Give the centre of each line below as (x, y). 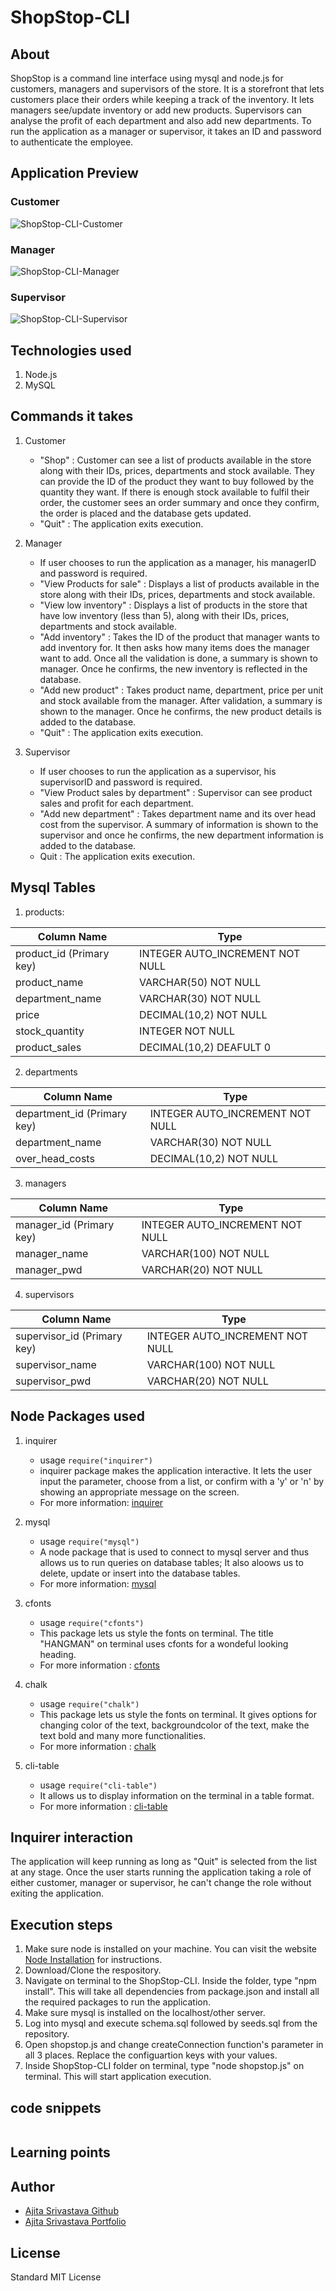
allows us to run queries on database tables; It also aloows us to (171, 1562)
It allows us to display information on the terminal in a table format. (177, 1795)
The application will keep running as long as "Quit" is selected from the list (164, 1862)
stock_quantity (50, 1031)
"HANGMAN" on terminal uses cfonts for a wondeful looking (164, 1643)
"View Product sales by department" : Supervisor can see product (176, 792)
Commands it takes (72, 416)
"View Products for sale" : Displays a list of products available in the (179, 583)
